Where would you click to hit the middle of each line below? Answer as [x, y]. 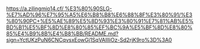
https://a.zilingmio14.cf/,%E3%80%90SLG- [59, 9]
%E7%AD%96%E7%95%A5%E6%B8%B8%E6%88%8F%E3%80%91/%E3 [99, 15]
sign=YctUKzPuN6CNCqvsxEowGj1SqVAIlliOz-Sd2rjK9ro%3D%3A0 [89, 40]
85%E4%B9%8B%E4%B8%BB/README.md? [62, 34]
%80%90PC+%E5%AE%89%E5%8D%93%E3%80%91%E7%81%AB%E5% [100, 21]
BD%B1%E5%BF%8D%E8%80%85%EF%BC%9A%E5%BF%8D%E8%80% [99, 27]
